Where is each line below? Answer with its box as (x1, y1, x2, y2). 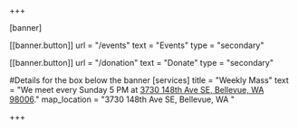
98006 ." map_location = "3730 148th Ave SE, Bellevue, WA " (9, 94, 236, 105)
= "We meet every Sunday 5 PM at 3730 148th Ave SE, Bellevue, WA (9, 85, 264, 95)
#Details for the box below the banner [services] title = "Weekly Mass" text (9, 75, 290, 86)
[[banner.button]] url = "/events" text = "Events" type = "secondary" (9, 40, 264, 51)
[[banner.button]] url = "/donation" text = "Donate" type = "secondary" (9, 58, 274, 68)
